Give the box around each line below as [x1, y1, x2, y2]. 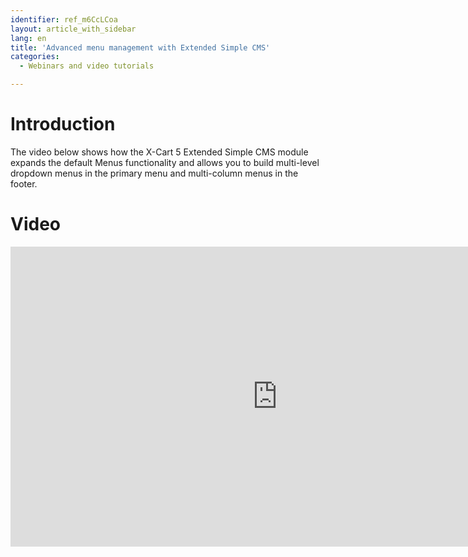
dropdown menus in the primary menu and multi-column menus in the [10, 167, 299, 179]
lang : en [10, 33, 47, 43]
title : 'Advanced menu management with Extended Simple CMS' [10, 42, 271, 53]
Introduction [10, 113, 116, 136]
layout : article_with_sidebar [10, 24, 137, 34]
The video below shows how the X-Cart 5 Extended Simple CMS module [10, 146, 309, 158]
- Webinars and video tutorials [19, 61, 155, 71]
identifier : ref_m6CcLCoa [10, 14, 118, 25]
